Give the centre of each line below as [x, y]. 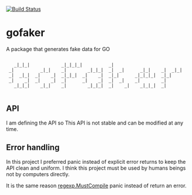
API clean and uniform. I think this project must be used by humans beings [96, 168]
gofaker [26, 33]
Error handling [33, 148]
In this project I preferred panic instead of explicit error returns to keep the [96, 162]
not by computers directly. [38, 174]
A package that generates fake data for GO [58, 49]
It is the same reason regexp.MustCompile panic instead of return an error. [96, 186]
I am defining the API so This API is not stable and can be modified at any [95, 123]
